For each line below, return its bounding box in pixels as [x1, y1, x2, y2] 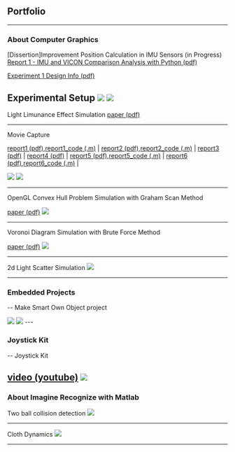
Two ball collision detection [7, 409, 86, 418]
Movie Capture [7, 130, 50, 139]
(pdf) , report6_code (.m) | [7, 159, 79, 167]
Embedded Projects [7, 287, 76, 297]
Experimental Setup [7, 92, 96, 104]
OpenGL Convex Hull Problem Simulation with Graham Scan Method [7, 193, 204, 202]
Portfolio [7, 6, 46, 17]
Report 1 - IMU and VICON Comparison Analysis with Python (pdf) [7, 58, 198, 66]
